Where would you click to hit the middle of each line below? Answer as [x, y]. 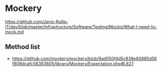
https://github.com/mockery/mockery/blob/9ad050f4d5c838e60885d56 [84, 59]
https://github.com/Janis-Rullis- [37, 22]
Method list [23, 47]
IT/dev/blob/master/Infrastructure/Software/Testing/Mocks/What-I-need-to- [81, 26]
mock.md [15, 32]
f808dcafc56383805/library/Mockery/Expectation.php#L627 [73, 63]
